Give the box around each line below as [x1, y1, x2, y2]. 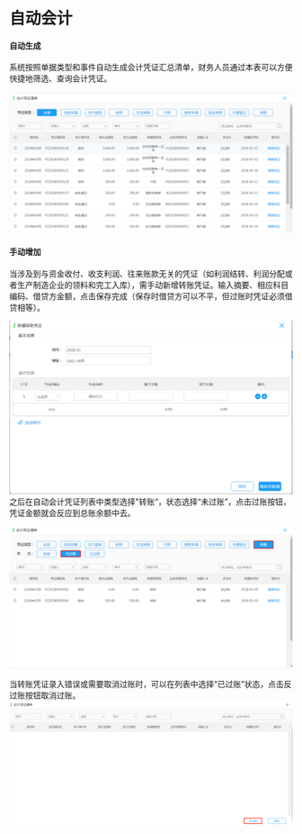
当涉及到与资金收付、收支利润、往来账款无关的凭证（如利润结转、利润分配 [9, 267, 285, 279]
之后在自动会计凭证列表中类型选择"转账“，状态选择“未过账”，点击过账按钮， [9, 496, 292, 507]
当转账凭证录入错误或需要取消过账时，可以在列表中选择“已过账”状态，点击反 [9, 679, 292, 690]
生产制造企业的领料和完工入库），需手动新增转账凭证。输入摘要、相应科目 [16, 279, 289, 290]
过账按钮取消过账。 [9, 690, 81, 701]
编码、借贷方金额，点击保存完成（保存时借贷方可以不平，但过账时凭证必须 [9, 290, 285, 302]
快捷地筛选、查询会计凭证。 [9, 73, 112, 84]
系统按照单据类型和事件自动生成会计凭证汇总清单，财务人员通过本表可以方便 [9, 62, 293, 73]
